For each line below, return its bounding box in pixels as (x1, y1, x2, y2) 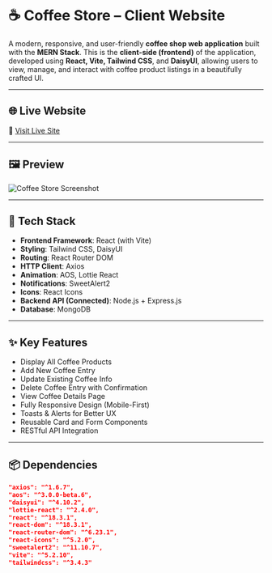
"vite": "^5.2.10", (8, 551, 74, 559)
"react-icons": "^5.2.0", (8, 536, 96, 545)
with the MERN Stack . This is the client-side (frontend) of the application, (8, 47, 257, 57)
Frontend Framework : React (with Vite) (19, 236, 152, 245)
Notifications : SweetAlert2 (19, 278, 111, 288)
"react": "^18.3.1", (8, 513, 79, 522)
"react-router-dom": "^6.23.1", (8, 528, 117, 537)
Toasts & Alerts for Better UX (19, 409, 117, 418)
